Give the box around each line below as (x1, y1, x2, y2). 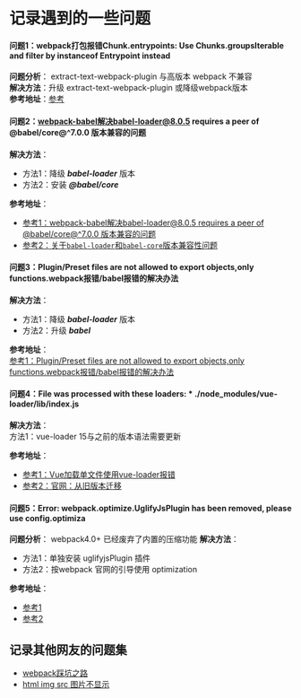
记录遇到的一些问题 (9, 8, 151, 29)
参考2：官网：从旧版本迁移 (21, 481, 123, 491)
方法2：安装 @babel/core (21, 179, 119, 189)
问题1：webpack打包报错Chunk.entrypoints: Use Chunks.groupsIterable (9, 39, 285, 50)
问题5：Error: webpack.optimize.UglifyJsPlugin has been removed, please (9, 502, 293, 513)
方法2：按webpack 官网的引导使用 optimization (21, 564, 198, 575)
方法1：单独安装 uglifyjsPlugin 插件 (21, 553, 150, 563)
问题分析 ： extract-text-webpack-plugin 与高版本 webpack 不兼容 (9, 71, 253, 82)
